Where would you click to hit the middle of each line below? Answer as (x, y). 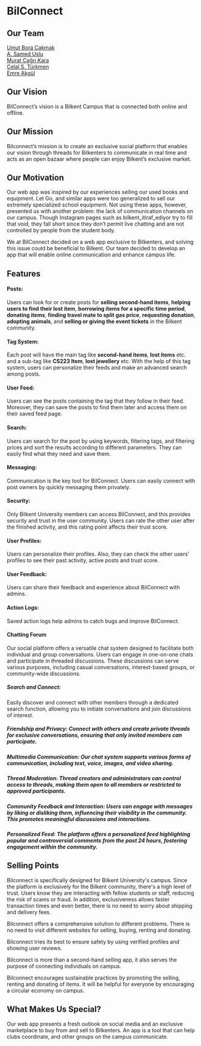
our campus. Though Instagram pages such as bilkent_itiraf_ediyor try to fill (100, 218)
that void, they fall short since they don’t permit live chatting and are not (95, 224)
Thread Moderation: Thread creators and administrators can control (94, 778)
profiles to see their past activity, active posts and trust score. (83, 561)
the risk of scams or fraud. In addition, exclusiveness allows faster (88, 899)
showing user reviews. (34, 948)
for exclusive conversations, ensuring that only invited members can (95, 735)
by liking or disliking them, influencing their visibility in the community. (97, 813)
